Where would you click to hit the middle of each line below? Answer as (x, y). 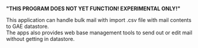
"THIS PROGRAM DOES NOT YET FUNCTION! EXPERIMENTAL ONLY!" (93, 9)
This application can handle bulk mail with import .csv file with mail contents (99, 20)
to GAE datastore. (27, 26)
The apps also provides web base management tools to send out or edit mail (99, 33)
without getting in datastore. (40, 39)
